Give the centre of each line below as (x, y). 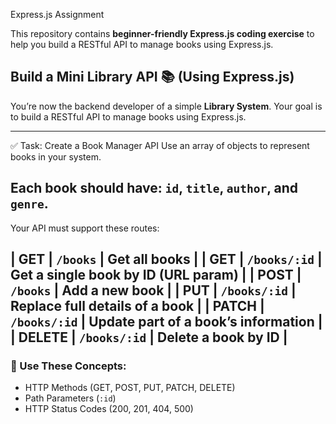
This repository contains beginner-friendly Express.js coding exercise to (162, 33)
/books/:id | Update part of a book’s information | (166, 322)
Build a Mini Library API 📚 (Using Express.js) (152, 77)
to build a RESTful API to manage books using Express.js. (128, 116)
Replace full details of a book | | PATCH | (137, 306)
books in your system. (56, 156)
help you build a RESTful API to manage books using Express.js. (142, 44)
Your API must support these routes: (85, 228)
